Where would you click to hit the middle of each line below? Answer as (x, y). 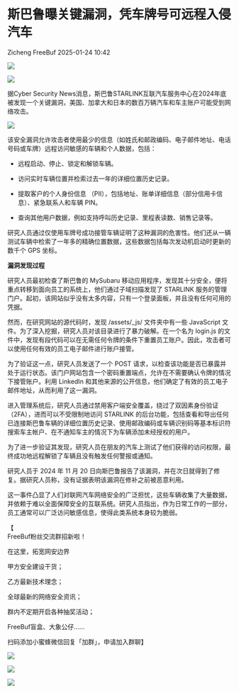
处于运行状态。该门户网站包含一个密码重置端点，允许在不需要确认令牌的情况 (119, 372)
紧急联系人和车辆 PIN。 (67, 202)
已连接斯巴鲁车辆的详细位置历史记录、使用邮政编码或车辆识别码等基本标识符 (119, 423)
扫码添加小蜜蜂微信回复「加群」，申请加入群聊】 (77, 641)
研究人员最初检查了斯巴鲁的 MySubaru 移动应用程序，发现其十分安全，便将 (117, 280)
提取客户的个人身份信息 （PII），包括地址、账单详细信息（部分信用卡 (117, 193)
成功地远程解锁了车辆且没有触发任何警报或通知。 (85, 456)
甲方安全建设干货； (35, 566)
